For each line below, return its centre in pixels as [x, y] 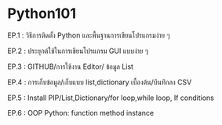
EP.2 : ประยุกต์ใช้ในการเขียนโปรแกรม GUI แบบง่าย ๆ [78, 51]
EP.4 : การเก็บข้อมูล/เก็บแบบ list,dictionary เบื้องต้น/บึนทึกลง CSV [100, 82]
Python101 [42, 14]
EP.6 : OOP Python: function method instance [81, 112]
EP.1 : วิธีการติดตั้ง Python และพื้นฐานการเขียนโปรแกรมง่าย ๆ [89, 35]
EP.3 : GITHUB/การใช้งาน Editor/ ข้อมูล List [71, 66]
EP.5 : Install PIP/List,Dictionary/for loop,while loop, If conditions [111, 98]
